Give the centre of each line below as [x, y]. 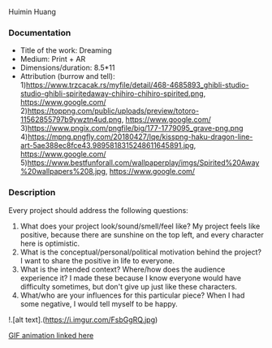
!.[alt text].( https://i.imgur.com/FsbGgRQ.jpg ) [83, 320]
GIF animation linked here [51, 335]
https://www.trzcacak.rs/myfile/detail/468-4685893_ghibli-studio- [137, 85]
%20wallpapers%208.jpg [63, 172]
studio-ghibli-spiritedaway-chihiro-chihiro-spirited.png [112, 94]
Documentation [40, 33]
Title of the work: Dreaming [66, 50]
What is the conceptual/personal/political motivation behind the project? [141, 252]
